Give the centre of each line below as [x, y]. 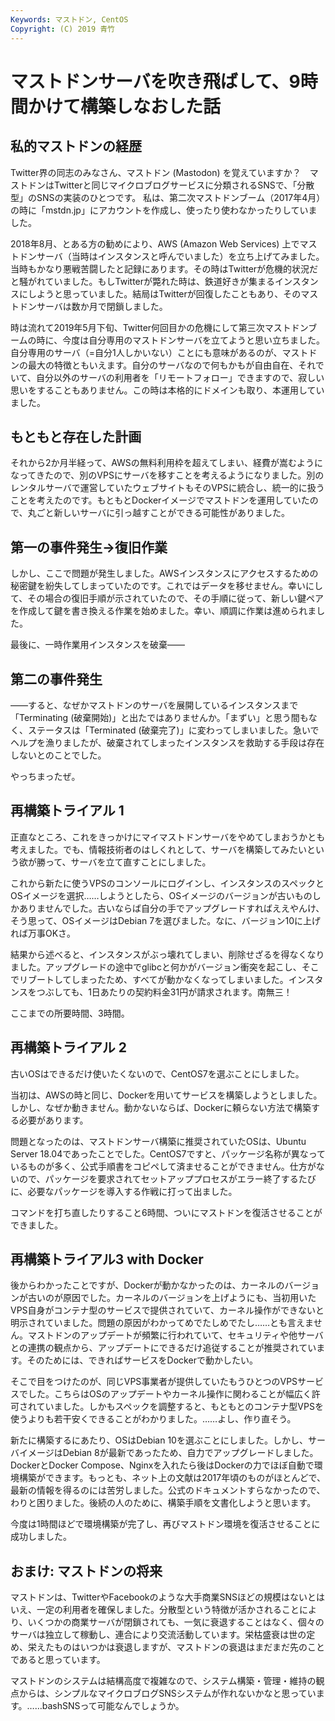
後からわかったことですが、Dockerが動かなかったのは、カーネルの [147, 1285]
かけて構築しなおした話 [125, 106]
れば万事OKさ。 [43, 933]
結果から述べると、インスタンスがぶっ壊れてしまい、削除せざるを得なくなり [167, 954]
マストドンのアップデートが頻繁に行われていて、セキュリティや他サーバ [175, 1335]
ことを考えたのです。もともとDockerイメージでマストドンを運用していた [160, 500]
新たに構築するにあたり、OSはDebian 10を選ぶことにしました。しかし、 [159, 1440]
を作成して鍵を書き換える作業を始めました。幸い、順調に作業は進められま [163, 611]
